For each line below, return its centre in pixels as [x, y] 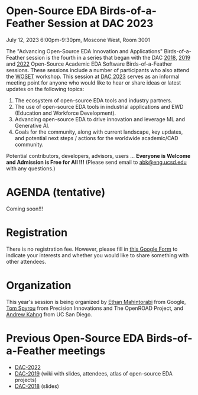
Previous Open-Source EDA [75, 338]
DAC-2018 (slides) [37, 386]
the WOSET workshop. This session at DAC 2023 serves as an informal [93, 76]
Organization [39, 286]
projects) [26, 380]
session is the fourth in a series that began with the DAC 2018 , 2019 [108, 57]
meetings [82, 351]
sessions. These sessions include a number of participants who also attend [98, 70]
